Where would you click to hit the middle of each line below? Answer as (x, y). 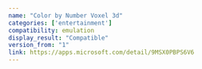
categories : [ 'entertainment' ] (60, 23)
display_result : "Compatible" (59, 38)
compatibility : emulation (51, 30)
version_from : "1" (39, 45)
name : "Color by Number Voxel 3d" (66, 15)
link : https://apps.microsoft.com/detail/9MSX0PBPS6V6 (101, 52)
